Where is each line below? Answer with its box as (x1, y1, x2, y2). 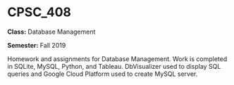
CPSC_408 (7, 4, 72, 20)
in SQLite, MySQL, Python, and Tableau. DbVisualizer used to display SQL (7, 62, 221, 70)
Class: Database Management (7, 27, 96, 36)
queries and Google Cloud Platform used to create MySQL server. (7, 70, 198, 78)
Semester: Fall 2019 (7, 41, 66, 49)
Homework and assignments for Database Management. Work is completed (7, 54, 228, 63)
